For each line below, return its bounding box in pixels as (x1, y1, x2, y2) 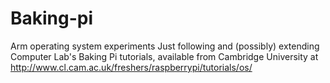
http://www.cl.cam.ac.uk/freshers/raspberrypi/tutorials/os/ (10, 61, 253, 73)
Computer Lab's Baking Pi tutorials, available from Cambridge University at (10, 50, 319, 62)
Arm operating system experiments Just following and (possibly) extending (10, 40, 320, 52)
